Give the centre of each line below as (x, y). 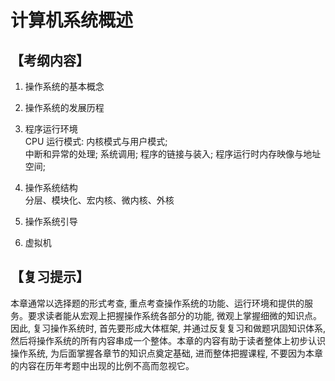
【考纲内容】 (50, 60)
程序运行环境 (51, 129)
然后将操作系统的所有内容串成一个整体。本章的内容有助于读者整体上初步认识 (168, 340)
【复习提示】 (50, 277)
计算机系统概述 (72, 20)
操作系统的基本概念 (64, 86)
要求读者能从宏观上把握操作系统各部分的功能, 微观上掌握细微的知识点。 (174, 315)
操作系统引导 (51, 221)
